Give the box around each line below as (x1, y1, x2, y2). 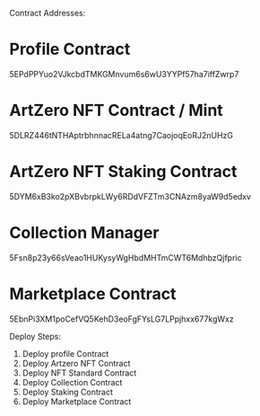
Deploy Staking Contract (22, 386, 114, 397)
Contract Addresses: (9, 8, 86, 18)
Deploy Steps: (9, 331, 61, 341)
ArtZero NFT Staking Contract (9, 162, 238, 182)
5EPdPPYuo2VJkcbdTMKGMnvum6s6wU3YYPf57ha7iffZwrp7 (9, 68, 239, 79)
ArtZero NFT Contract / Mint (9, 101, 224, 120)
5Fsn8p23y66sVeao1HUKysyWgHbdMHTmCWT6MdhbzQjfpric (9, 252, 242, 263)
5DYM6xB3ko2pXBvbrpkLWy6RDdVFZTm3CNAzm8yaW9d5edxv (9, 190, 252, 201)
